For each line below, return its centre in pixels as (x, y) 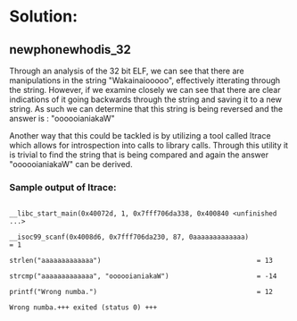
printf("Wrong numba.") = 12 (141, 292)
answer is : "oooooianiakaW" (62, 118)
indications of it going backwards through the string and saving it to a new (146, 99)
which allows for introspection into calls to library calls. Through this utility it (148, 145)
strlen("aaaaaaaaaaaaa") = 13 (141, 261)
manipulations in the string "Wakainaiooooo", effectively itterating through (145, 80)
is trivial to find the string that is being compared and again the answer (139, 155)
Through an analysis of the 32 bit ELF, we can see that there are (127, 71)
